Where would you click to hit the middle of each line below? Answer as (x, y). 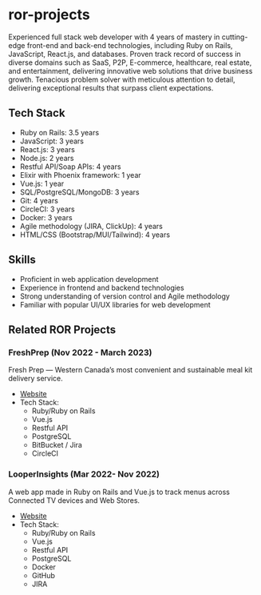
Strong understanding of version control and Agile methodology (125, 296)
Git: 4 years (39, 200)
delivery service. (36, 379)
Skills (22, 260)
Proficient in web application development (89, 279)
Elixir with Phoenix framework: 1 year (80, 175)
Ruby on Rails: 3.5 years (59, 132)
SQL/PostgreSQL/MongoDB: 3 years (79, 192)
